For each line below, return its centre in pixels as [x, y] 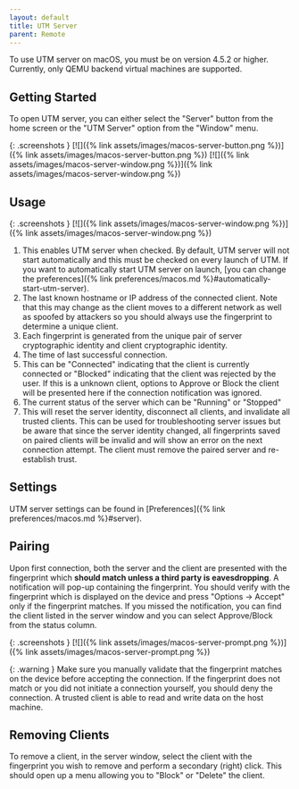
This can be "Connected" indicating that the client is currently [136, 364]
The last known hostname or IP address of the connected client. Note [150, 298]
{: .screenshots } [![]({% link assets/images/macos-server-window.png [139, 223]
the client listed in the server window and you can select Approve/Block [141, 615]
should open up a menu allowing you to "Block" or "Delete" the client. [137, 776]
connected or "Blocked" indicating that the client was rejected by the [149, 374]
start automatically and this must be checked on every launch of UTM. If [155, 260]
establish [39, 459]
